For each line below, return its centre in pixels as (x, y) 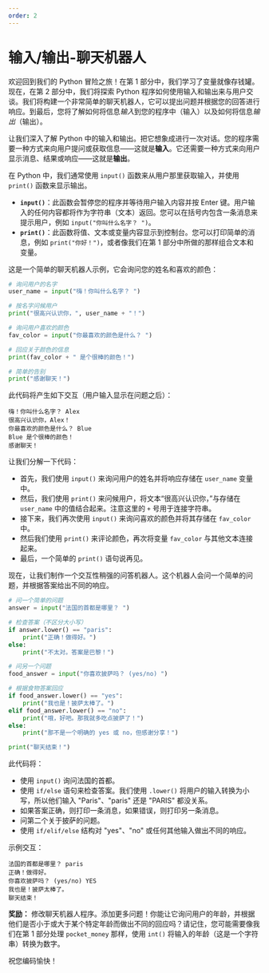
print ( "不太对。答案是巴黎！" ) (69, 652)
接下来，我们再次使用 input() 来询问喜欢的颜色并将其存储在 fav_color (135, 518)
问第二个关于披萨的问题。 (62, 820)
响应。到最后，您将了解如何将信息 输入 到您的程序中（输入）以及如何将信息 (131, 111)
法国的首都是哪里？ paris (46, 864)
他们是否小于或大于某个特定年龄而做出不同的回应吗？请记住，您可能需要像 (131, 924)
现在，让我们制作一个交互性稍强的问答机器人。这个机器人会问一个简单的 (127, 575)
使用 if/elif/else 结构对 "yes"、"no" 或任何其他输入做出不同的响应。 (135, 831)
